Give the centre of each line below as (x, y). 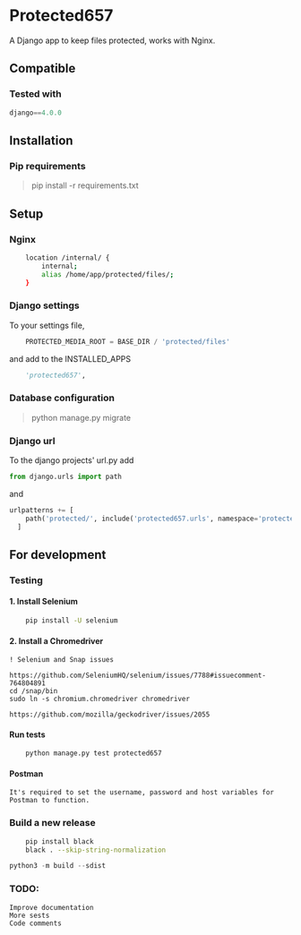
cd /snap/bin (34, 691)
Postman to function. (50, 801)
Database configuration (62, 398)
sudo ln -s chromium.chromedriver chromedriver (100, 699)
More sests (30, 915)
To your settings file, (47, 325)
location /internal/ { (68, 257)
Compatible (43, 69)
